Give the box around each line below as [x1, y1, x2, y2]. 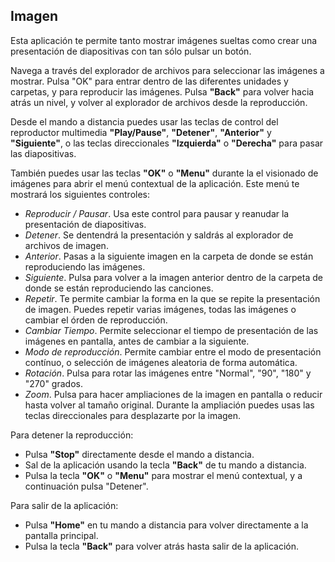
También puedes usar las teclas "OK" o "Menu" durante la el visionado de [10, 167, 319, 179]
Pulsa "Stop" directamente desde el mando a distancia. [24, 448, 255, 460]
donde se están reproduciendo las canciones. [24, 282, 214, 294]
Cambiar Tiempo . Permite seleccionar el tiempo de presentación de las [24, 324, 319, 336]
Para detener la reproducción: [10, 429, 134, 441]
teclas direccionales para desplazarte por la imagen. [24, 409, 242, 421]
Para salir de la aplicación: [10, 499, 119, 511]
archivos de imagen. [24, 239, 109, 251]
